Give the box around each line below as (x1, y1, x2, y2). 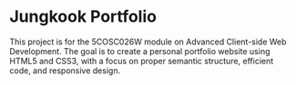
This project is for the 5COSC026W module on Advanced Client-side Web (9, 36, 287, 47)
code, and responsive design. (9, 65, 121, 76)
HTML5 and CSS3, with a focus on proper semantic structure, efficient (9, 55, 274, 66)
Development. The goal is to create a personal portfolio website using (9, 45, 270, 56)
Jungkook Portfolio (9, 6, 158, 27)
